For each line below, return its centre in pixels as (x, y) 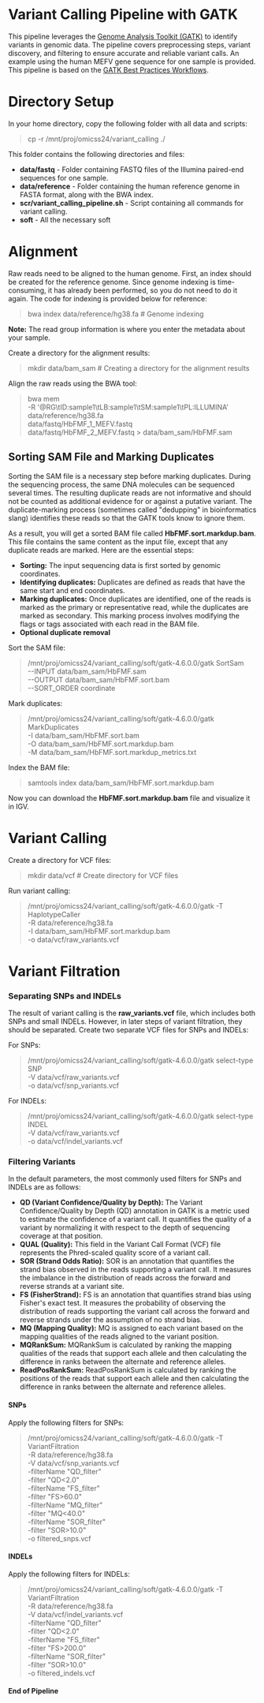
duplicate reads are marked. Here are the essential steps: (101, 550)
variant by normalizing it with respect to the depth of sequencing (125, 1227)
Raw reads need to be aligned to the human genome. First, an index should (130, 273)
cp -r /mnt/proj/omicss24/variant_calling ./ (96, 139)
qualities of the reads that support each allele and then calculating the (133, 1354)
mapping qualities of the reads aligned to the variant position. (119, 1337)
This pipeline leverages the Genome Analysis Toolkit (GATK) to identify (123, 36)
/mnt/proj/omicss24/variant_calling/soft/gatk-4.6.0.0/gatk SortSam (136, 663)
